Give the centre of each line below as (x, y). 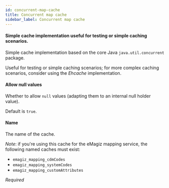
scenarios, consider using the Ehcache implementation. (63, 73)
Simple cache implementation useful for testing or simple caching (76, 36)
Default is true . (21, 111)
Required (15, 180)
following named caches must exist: (43, 149)
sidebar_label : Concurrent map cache (45, 19)
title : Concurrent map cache (36, 15)
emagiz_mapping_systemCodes (42, 165)
